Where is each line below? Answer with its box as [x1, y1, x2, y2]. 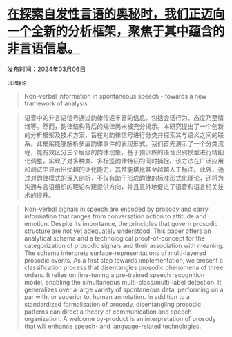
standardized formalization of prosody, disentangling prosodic [23, 300, 202, 308]
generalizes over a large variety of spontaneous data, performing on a [23, 285, 224, 294]
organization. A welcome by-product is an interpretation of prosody [23, 314, 216, 323]
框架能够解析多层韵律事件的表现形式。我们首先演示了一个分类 [42, 139, 218, 147]
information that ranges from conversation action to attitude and [23, 212, 207, 221]
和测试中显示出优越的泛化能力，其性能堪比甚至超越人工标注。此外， [23, 165, 218, 173]
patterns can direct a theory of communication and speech [23, 307, 192, 316]
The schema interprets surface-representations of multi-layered [23, 249, 206, 257]
